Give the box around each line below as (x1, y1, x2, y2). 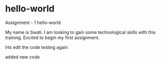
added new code (5, 53, 40, 60)
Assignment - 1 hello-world (5, 19, 61, 25)
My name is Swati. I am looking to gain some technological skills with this (5, 29, 156, 35)
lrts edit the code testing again (5, 44, 68, 50)
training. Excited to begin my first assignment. (5, 34, 100, 40)
